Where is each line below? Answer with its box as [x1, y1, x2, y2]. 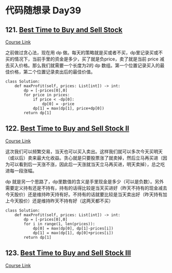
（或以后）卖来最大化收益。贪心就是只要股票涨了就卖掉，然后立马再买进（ [5, 155, 163, 161]
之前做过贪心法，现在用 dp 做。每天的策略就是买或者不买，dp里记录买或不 [5, 50, 163, 55]
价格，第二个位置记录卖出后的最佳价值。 [9, 69, 95, 75]
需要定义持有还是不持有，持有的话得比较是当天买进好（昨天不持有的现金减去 [5, 185, 167, 191]
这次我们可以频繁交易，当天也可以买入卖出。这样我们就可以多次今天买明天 [5, 148, 163, 154]
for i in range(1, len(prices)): [24, 221, 95, 226]
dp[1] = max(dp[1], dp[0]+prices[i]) [32, 230, 114, 236]
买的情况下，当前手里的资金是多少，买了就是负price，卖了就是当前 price [5, 56, 159, 62]
